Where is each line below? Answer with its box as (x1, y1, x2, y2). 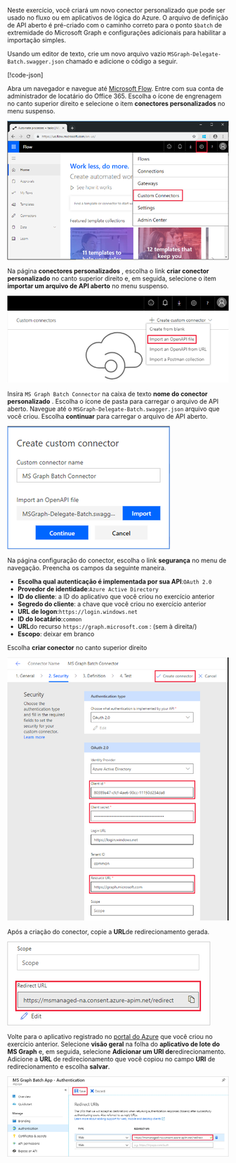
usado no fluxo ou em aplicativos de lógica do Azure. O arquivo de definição (7, 13, 228, 22)
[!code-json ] (7, 70, 44, 79)
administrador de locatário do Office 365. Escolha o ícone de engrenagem (7, 92, 222, 100)
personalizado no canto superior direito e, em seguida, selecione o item (7, 274, 216, 283)
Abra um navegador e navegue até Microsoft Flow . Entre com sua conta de (7, 85, 224, 92)
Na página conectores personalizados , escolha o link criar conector (7, 267, 209, 276)
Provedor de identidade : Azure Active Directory (17, 585, 159, 593)
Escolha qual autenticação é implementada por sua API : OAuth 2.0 (17, 577, 212, 586)
